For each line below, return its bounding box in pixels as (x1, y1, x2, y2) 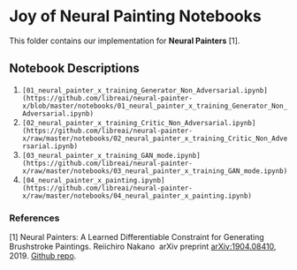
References (9, 212, 60, 224)
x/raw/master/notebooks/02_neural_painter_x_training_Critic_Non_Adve (21, 134, 288, 143)
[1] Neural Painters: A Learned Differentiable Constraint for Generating (9, 232, 265, 243)
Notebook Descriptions (9, 61, 140, 76)
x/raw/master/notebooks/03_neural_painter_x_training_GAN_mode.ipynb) (21, 166, 288, 176)
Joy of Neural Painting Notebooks (9, 6, 263, 26)
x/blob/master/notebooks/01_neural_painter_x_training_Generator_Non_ (21, 101, 288, 110)
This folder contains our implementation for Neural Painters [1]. (9, 35, 240, 46)
